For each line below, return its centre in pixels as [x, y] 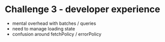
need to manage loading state [43, 28]
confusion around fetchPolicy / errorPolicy [57, 34]
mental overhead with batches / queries [54, 23]
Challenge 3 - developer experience [82, 9]
